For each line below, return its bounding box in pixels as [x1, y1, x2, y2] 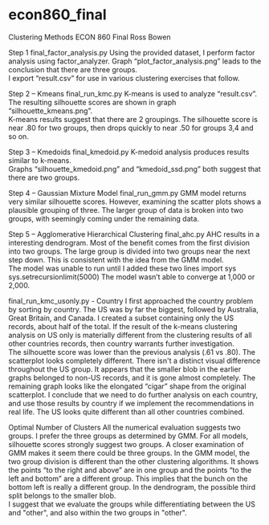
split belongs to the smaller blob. [8, 490, 116, 500]
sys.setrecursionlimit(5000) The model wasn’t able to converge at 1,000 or [8, 271, 255, 282]
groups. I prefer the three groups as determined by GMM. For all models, [8, 431, 249, 441]
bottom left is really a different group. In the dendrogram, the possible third [8, 482, 255, 491]
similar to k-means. [8, 155, 72, 165]
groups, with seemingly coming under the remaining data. [8, 214, 199, 223]
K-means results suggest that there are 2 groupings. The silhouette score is [8, 114, 259, 124]
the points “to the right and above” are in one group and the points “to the [8, 465, 252, 474]
